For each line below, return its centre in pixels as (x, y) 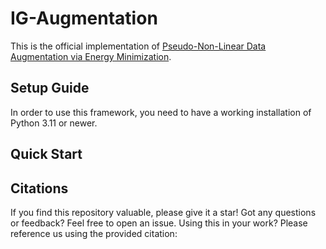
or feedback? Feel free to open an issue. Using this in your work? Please (159, 223)
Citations (39, 188)
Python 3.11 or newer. (54, 123)
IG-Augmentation (84, 18)
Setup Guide (50, 88)
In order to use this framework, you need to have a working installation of (161, 112)
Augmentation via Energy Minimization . (91, 56)
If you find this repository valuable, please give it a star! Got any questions (163, 212)
